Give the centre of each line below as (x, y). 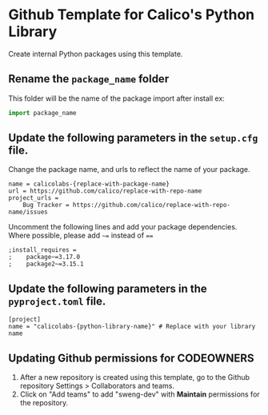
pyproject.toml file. (57, 301)
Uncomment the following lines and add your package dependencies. (123, 227)
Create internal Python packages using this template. (96, 54)
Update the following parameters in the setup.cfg (133, 138)
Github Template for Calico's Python (131, 15)
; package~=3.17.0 (44, 257)
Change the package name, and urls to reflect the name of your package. (129, 170)
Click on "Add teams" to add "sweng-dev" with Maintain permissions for (140, 394)
